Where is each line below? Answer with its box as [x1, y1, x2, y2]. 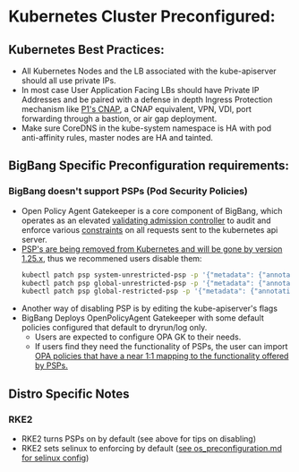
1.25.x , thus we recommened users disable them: [21, 253, 202, 263]
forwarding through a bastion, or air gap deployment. [21, 114, 218, 124]
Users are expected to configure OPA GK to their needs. [34, 331, 242, 342]
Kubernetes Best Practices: [8, 42, 165, 57]
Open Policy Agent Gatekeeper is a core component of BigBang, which [21, 205, 283, 216]
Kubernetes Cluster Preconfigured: [8, 6, 276, 27]
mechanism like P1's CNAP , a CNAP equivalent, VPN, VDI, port [21, 104, 252, 114]
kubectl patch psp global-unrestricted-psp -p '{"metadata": [21, 279, 255, 287]
